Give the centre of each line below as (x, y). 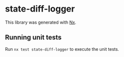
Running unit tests (33, 37)
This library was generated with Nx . (41, 22)
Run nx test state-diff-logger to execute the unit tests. (62, 49)
